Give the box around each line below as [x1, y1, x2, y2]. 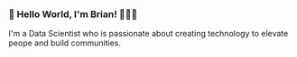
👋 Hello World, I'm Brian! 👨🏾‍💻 [8, 8, 138, 20]
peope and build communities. [8, 37, 122, 48]
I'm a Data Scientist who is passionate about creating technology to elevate [8, 28, 289, 39]
